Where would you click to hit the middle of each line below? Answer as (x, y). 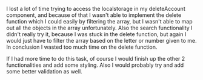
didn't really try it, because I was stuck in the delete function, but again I (96, 34)
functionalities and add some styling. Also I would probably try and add (95, 65)
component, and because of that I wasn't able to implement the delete (94, 15)
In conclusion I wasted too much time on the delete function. (82, 47)
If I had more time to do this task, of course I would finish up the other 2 (96, 59)
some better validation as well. (45, 71)
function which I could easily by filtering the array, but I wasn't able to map (99, 21)
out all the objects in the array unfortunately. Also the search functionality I (99, 28)
